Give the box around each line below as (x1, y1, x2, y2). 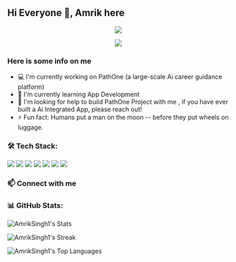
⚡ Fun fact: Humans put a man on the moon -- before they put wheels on (17, 113, 229, 122)
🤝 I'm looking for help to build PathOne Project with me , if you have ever (17, 98, 229, 106)
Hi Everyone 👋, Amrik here (7, 7, 125, 19)
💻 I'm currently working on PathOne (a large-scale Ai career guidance (17, 73, 223, 81)
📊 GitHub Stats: (7, 201, 63, 211)
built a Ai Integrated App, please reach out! (17, 105, 142, 113)
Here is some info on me (7, 56, 92, 65)
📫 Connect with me (7, 179, 77, 189)
